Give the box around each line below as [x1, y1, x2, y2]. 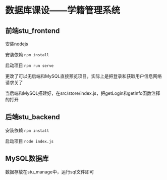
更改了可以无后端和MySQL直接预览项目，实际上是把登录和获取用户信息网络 [5, 73, 162, 79]
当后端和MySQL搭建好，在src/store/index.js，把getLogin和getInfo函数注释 [5, 90, 160, 96]
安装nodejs [5, 41, 29, 47]
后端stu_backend [5, 113, 61, 122]
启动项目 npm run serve [5, 62, 54, 68]
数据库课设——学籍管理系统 [5, 5, 121, 16]
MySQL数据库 [5, 154, 49, 163]
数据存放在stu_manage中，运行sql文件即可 [5, 168, 94, 175]
